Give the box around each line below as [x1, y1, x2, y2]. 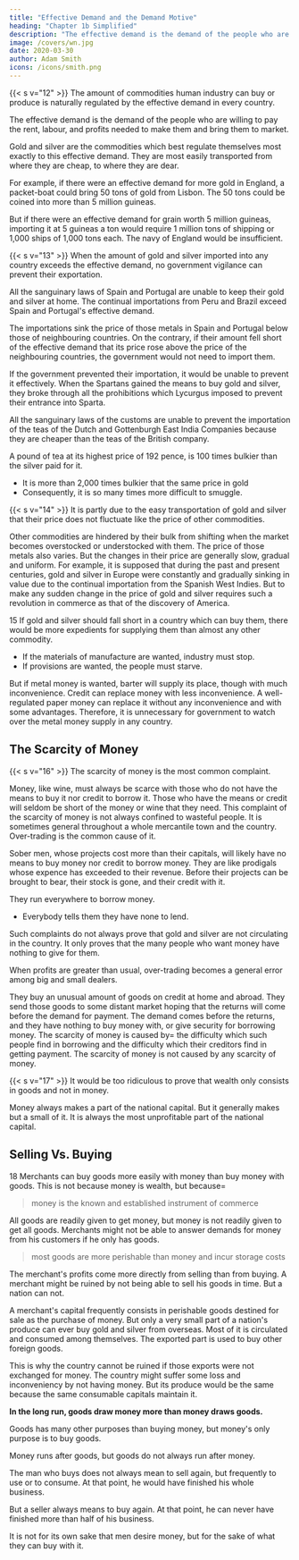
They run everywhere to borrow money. [9, 893, 155, 904]
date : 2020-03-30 [9, 46, 74, 55]
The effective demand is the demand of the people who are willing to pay [9, 114, 278, 125]
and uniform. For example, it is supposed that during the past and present [9, 560, 280, 570]
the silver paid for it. [9, 460, 83, 470]
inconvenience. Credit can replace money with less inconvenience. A [9, 687, 263, 698]
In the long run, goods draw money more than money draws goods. [9, 1405, 263, 1417]
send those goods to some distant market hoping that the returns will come [9, 1000, 286, 1011]
